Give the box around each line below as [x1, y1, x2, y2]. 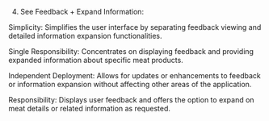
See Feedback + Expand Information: [19, 7, 144, 16]
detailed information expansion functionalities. [8, 31, 162, 40]
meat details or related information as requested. [8, 104, 171, 113]
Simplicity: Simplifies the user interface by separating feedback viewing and [8, 23, 262, 31]
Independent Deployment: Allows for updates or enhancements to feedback [8, 71, 261, 80]
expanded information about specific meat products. [8, 56, 183, 65]
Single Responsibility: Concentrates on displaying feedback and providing [8, 47, 254, 56]
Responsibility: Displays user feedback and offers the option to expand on [8, 95, 254, 104]
